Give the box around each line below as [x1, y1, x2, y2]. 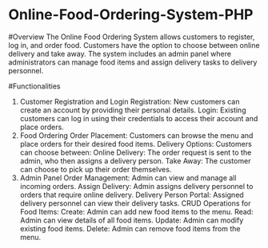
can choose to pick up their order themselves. [19, 164, 172, 174]
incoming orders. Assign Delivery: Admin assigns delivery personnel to [19, 181, 254, 191]
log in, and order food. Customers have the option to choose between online [8, 40, 260, 49]
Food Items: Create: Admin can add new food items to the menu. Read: [19, 207, 254, 216]
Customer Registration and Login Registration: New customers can [19, 96, 240, 106]
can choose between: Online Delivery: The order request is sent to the [19, 148, 252, 157]
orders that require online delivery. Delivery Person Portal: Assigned [19, 190, 244, 199]
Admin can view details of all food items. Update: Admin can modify [19, 215, 244, 225]
